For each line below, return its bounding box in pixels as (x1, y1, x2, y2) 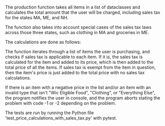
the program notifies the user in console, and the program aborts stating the (5, 95, 161, 101)
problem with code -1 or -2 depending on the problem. (5, 100, 116, 106)
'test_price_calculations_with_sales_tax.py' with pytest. (5, 115, 117, 121)
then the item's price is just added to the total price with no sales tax (5, 70, 145, 76)
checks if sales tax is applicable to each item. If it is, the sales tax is (5, 54, 143, 60)
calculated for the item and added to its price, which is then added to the (5, 59, 154, 65)
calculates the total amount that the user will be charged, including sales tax (5, 9, 161, 15)
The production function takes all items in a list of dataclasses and (5, 4, 140, 10)
